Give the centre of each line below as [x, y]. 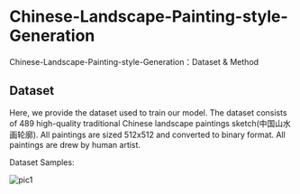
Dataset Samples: [42, 162]
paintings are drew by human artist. [75, 144]
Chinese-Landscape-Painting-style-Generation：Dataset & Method [134, 61]
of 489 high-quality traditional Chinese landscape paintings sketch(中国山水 [150, 123]
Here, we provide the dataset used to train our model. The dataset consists [148, 112]
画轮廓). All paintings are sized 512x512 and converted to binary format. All [147, 134]
